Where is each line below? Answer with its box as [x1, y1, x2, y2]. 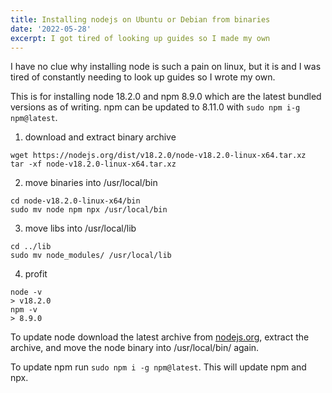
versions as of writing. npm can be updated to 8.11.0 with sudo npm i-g [10, 101, 301, 113]
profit [24, 268, 48, 280]
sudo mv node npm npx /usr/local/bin [10, 205, 168, 215]
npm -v [10, 305, 38, 315]
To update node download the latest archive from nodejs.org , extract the [10, 331, 310, 343]
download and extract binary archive [24, 131, 177, 143]
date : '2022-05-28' [10, 24, 92, 34]
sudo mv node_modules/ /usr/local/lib [10, 251, 172, 261]
